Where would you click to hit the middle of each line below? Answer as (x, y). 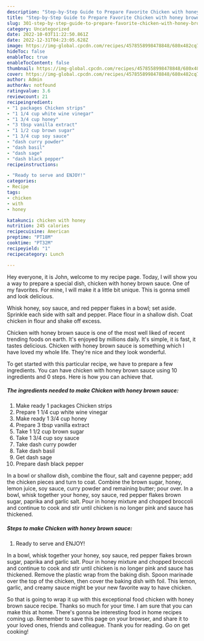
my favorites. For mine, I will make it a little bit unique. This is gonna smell (98, 290)
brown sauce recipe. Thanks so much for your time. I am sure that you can (100, 606)
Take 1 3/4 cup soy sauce (48, 438)
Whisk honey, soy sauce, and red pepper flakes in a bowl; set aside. (92, 308)
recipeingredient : (30, 102)
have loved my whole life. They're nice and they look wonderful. (87, 352)
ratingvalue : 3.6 (29, 91)
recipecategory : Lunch (35, 254)
